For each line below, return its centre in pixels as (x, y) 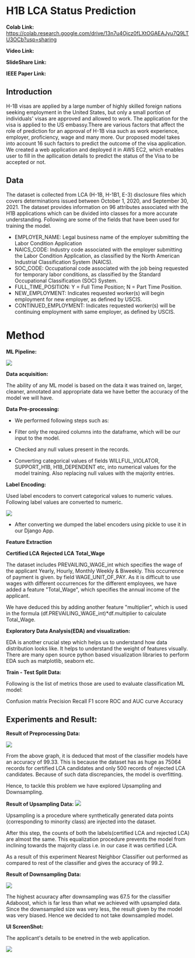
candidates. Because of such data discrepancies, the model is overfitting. (95, 775)
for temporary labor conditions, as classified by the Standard (88, 274)
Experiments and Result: (52, 719)
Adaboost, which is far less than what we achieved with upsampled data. (94, 903)
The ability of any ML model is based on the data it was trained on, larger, (94, 385)
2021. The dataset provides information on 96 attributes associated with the (97, 207)
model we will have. (30, 398)
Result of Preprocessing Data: (43, 734)
